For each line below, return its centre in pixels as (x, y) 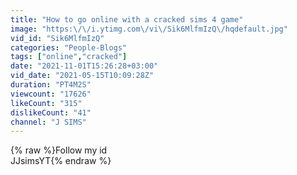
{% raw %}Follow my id (59, 150)
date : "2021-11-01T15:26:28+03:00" (84, 66)
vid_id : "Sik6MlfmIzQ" (57, 38)
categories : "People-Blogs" (69, 47)
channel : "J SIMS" (48, 122)
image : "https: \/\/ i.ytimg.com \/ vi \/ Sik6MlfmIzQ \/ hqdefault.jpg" (149, 29)
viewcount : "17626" (51, 94)
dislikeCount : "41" (51, 112)
